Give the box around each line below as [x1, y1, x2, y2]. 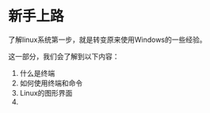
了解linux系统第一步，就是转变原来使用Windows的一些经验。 [8, 35, 207, 44]
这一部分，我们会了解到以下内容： [8, 51, 120, 61]
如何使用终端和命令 [19, 78, 83, 88]
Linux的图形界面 [19, 88, 73, 97]
